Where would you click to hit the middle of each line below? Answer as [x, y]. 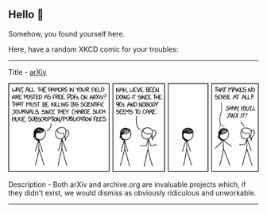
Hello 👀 [26, 15]
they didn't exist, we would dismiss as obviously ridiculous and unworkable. [132, 192]
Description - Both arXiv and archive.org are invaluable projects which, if [127, 184]
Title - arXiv [27, 72]
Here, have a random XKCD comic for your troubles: [93, 49]
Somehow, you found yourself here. [67, 33]
